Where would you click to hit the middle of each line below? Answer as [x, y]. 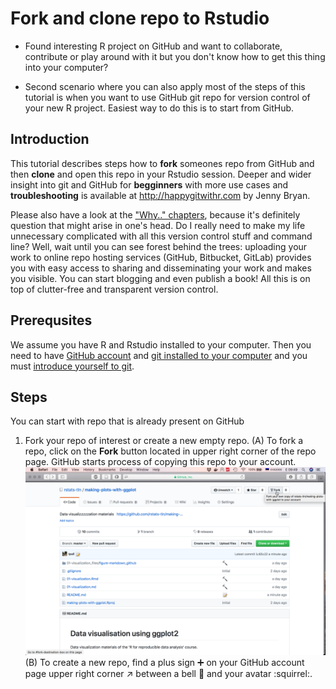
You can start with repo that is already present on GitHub [127, 421]
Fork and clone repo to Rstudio [140, 18]
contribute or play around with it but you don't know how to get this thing [175, 56]
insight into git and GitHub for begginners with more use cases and [149, 184]
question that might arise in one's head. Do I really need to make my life [158, 225]
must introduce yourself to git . [72, 366]
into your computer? [66, 67]
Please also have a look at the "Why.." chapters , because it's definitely [155, 214]
